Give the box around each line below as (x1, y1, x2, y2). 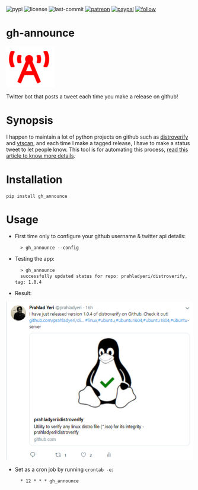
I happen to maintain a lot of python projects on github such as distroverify (6, 133, 189, 140)
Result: (14, 289, 32, 296)
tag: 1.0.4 (14, 279, 42, 285)
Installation (6, 173, 63, 187)
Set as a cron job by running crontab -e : (14, 466, 114, 473)
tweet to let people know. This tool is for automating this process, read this (6, 146, 189, 153)
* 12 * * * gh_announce (20, 478, 79, 484)
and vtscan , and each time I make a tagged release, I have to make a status (6, 139, 190, 146)
